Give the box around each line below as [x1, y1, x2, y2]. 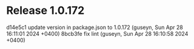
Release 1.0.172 [6, 4, 85, 18]
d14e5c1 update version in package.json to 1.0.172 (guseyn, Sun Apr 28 [6, 24, 183, 31]
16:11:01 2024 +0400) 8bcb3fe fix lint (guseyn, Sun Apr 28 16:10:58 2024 [6, 30, 189, 37]
